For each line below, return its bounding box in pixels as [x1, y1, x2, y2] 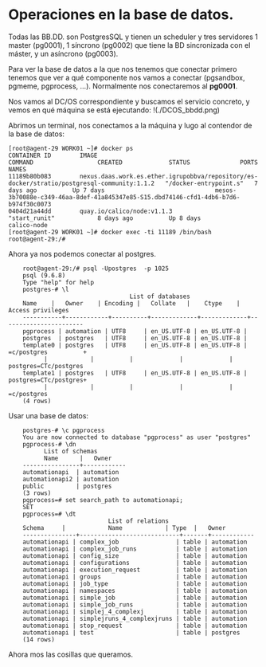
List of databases [129, 292, 191, 300]
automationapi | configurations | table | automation [22, 559, 248, 567]
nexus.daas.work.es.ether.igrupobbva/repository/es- [79, 172, 259, 180]
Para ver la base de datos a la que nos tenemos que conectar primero [8, 64, 237, 73]
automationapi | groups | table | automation [22, 572, 248, 581]
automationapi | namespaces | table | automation [22, 587, 248, 594]
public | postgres [22, 482, 112, 490]
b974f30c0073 [8, 200, 52, 208]
